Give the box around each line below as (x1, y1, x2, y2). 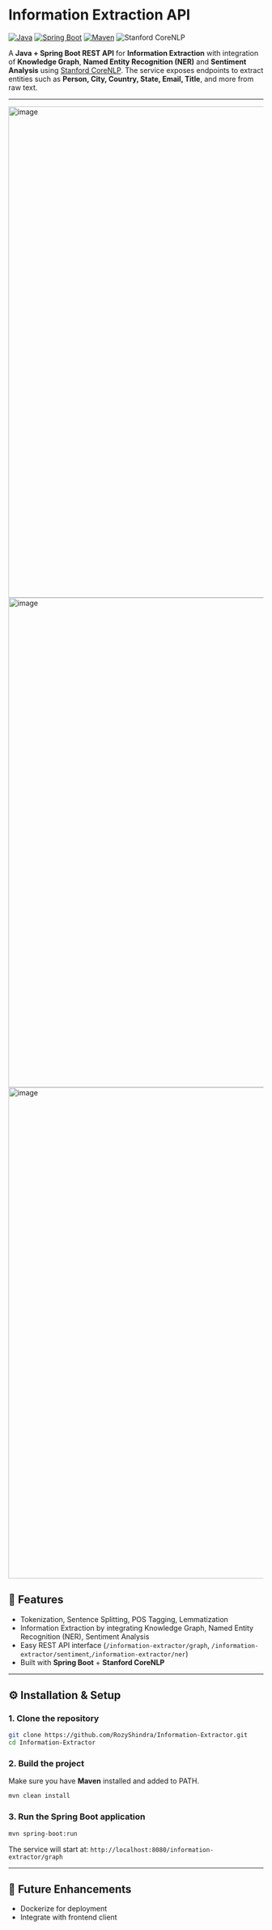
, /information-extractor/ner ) (88, 1649, 189, 1659)
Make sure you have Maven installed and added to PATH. (8, 1776, 200, 1786)
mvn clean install (8, 1792, 70, 1800)
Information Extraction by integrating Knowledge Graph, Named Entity (19, 1623, 253, 1633)
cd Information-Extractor (8, 1739, 96, 1747)
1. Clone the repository (8, 1713, 100, 1724)
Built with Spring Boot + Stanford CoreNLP (19, 1657, 165, 1667)
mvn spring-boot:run (8, 1830, 79, 1838)
